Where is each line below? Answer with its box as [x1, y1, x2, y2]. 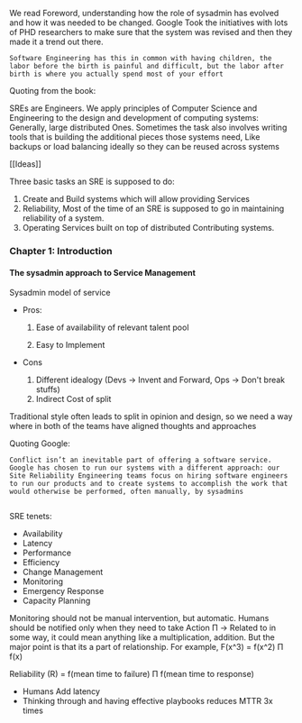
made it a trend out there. [9, 36, 104, 47]
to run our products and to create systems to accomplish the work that [9, 480, 288, 489]
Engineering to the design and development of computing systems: [9, 113, 260, 123]
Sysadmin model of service [9, 288, 111, 298]
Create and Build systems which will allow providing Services [22, 194, 251, 204]
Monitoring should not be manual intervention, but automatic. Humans [9, 613, 270, 624]
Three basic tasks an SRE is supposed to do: [9, 176, 175, 187]
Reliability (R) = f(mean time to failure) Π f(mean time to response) [9, 669, 255, 680]
